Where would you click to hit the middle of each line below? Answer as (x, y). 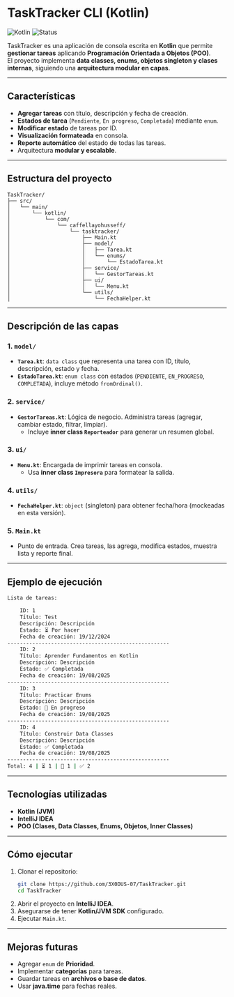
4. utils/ (23, 490)
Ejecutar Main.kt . (42, 919)
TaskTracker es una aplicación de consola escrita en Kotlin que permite (110, 45)
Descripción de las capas (63, 326)
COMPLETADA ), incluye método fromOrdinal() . (80, 383)
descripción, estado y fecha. (58, 369)
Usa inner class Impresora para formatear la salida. (101, 472)
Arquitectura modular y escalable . (67, 150)
